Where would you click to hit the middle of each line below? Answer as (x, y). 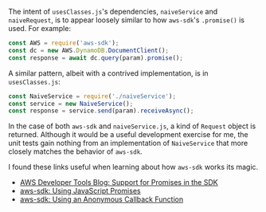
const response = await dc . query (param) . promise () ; (96, 58)
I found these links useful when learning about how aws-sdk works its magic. (133, 167)
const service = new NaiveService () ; (71, 104)
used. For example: (40, 28)
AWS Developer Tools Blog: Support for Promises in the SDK (119, 183)
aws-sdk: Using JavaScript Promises (80, 191)
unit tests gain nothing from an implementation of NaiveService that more (128, 143)
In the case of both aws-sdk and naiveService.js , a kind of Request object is (132, 126)
